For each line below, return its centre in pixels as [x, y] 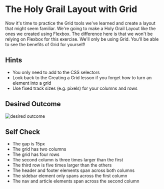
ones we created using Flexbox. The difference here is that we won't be [79, 34]
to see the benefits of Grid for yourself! [45, 44]
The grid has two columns [39, 149]
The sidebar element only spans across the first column [70, 176]
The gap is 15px [28, 144]
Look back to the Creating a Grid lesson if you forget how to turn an [82, 77]
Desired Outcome [33, 104]
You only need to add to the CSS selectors [56, 72]
